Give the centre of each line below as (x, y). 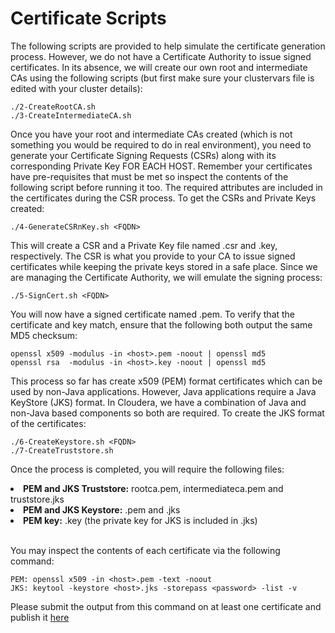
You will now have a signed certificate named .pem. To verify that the (153, 314)
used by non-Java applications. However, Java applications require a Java (163, 391)
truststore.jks (37, 499)
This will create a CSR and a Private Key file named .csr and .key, (144, 245)
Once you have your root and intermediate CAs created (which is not (151, 134)
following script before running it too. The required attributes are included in (166, 187)
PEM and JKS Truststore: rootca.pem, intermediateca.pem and (153, 488)
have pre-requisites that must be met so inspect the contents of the (149, 176)
